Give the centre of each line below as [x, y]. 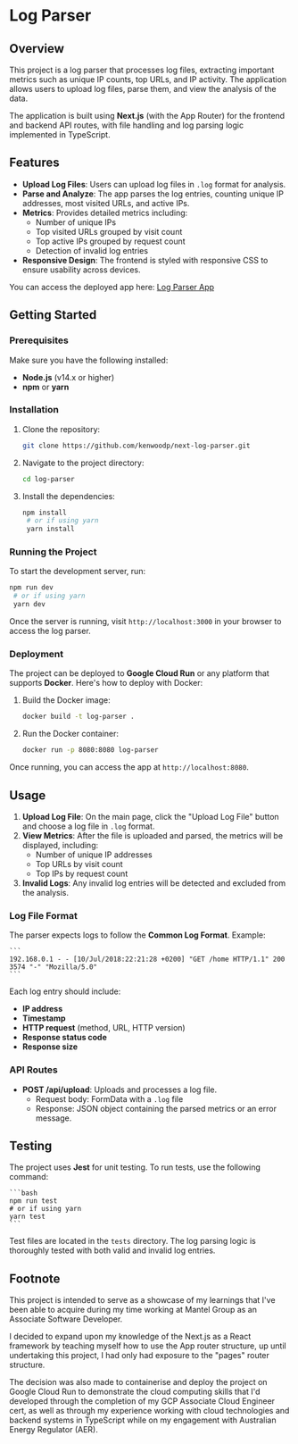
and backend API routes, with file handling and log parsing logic [126, 125]
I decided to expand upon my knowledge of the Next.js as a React [130, 1337]
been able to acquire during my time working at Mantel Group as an [133, 1310]
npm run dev [31, 588]
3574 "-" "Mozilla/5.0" [54, 967]
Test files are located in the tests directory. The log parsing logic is [132, 1241]
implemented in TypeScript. [60, 134]
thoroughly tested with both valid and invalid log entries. [112, 1250]
